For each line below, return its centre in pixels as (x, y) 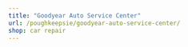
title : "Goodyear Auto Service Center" (75, 16)
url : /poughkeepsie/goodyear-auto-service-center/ (94, 23)
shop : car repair (37, 30)
